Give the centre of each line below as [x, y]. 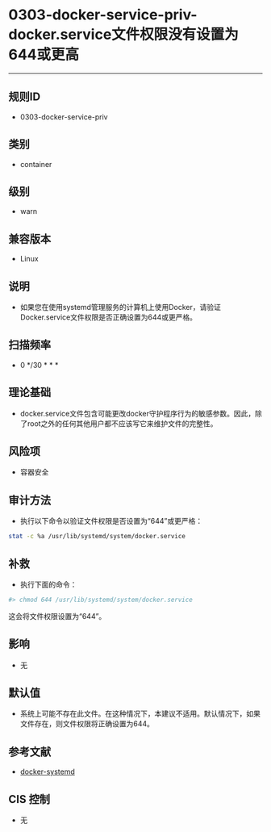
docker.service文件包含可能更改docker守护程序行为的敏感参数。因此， [138, 413]
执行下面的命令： [48, 584]
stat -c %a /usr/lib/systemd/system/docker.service [97, 537]
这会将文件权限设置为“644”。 [57, 616]
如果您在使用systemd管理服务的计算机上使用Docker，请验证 [121, 307]
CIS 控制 [29, 799]
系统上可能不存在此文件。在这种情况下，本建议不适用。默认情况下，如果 [140, 714]
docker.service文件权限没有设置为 [124, 35]
